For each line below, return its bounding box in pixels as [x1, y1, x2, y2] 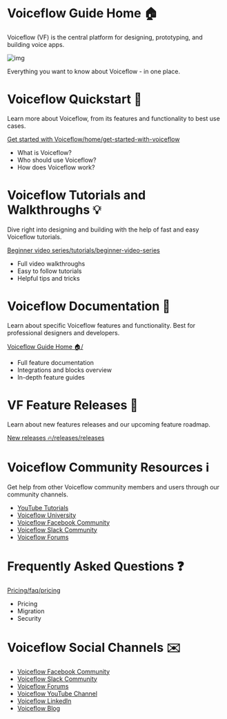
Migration [17, 606, 45, 615]
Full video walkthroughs [17, 259, 86, 268]
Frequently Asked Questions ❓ [7, 558, 184, 574]
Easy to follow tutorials [17, 267, 82, 275]
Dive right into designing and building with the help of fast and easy [7, 225, 199, 234]
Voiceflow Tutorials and [7, 187, 146, 203]
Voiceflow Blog [17, 704, 61, 712]
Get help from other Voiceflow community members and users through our [7, 483, 219, 491]
